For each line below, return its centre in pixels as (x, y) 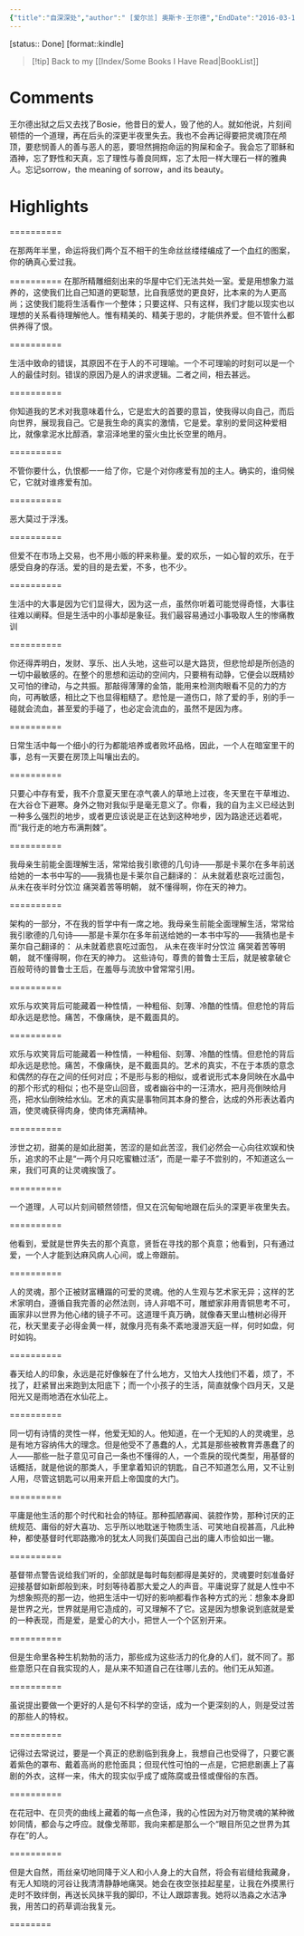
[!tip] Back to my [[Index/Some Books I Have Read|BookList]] (145, 61)
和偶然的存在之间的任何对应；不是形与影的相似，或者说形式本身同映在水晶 (148, 1076)
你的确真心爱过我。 (45, 261)
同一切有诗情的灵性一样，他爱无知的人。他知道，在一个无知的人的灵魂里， (148, 1433)
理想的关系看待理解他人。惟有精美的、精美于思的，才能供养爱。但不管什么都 (152, 314)
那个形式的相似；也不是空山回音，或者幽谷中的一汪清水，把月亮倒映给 (147, 1087)
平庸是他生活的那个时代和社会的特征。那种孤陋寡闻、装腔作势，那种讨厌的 (148, 1515)
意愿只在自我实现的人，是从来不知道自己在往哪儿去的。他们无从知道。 (147, 1668)
